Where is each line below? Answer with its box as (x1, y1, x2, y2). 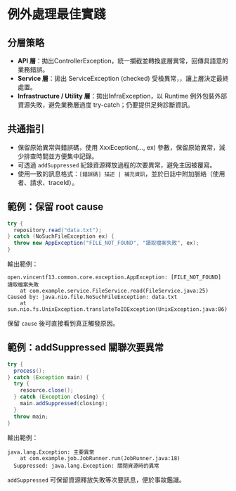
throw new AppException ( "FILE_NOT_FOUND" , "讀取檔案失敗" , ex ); (13, 240, 199, 247)
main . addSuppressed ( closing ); (20, 400, 109, 407)
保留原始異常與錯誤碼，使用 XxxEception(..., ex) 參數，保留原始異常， (17, 143, 220, 151)
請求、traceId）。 (29, 178, 79, 186)
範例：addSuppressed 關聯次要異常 (7, 342, 164, 354)
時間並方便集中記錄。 (36, 152, 98, 160)
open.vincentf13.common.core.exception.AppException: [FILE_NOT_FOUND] (7, 274, 221, 281)
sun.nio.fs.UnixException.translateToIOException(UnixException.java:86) (7, 306, 228, 313)
